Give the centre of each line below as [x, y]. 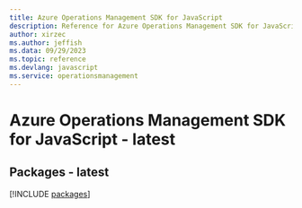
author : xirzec [38, 34]
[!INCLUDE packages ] [50, 194]
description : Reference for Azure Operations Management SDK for [134, 26]
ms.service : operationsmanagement [74, 76]
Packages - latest [59, 173]
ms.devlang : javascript [54, 68]
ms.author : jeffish [46, 43]
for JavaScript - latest [93, 139]
